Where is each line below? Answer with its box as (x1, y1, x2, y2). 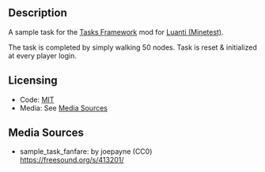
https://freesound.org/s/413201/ (19, 155, 124, 165)
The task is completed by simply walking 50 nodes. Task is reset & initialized (8, 43, 257, 52)
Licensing (8, 74, 58, 88)
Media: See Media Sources (19, 103, 108, 113)
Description (8, 6, 67, 20)
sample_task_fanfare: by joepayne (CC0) (19, 147, 153, 156)
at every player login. (8, 50, 77, 60)
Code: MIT (19, 95, 55, 104)
